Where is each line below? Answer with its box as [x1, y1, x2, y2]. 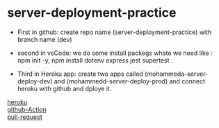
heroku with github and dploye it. [17, 84, 112, 93]
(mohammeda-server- [145, 70, 209, 78]
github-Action [7, 105, 47, 113]
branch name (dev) [17, 35, 72, 43]
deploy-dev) [17, 77, 53, 85]
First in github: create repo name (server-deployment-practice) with [17, 28, 212, 36]
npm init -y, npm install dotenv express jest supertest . [17, 56, 173, 64]
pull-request [7, 113, 43, 121]
